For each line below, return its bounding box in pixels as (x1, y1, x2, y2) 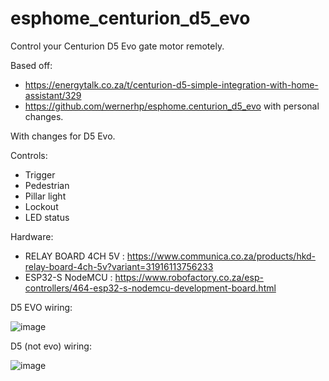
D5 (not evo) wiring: (10, 340, 92, 352)
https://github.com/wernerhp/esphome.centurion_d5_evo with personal (24, 100, 320, 112)
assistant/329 (24, 89, 82, 101)
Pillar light (24, 190, 67, 202)
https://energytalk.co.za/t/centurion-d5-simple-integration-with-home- (24, 78, 319, 91)
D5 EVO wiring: (10, 301, 73, 313)
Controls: (10, 149, 48, 161)
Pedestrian (24, 179, 70, 191)
